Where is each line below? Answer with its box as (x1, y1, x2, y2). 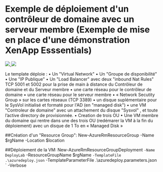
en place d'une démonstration (5, 35, 130, 46)
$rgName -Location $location (5, 137, 65, 143)
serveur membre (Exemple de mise (5, 24, 150, 35)
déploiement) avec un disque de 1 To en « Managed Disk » (5, 123, 123, 129)
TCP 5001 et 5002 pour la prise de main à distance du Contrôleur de (5, 81, 143, 87)
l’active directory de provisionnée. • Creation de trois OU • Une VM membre (5, 112, 159, 118)
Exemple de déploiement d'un (5, 3, 129, 15)
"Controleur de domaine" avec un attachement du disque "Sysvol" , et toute (5, 107, 158, 113)
